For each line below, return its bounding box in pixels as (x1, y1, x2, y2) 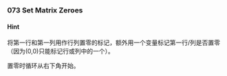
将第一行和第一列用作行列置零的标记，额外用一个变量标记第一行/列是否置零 (7, 38, 221, 47)
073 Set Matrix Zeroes (7, 5, 83, 15)
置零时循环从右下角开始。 (7, 62, 80, 70)
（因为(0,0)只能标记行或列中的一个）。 (7, 47, 115, 55)
